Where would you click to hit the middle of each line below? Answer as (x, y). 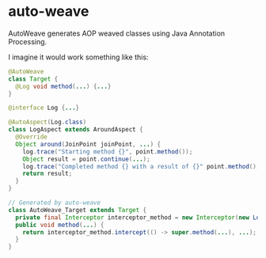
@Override (31, 137)
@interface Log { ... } (44, 108)
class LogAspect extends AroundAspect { (76, 130)
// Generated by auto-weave (55, 203)
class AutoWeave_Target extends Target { (78, 210)
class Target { (33, 79)
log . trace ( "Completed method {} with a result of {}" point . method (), (141, 166)
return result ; (47, 174)
